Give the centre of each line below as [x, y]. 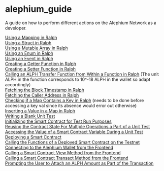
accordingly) [18, 84]
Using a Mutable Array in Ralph [36, 48]
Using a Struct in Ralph [28, 42]
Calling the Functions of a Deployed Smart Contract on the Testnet [73, 142]
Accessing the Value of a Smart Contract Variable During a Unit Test [74, 132]
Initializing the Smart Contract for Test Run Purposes [58, 121]
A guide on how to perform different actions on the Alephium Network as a [81, 23]
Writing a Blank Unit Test [30, 116]
